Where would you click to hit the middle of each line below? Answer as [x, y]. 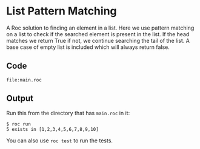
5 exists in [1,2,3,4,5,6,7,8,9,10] [52, 129]
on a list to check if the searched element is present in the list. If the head [98, 34]
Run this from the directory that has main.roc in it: [68, 113]
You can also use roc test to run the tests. [60, 141]
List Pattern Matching [62, 11]
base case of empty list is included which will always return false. [88, 47]
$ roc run [19, 124]
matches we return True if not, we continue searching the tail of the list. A [98, 40]
